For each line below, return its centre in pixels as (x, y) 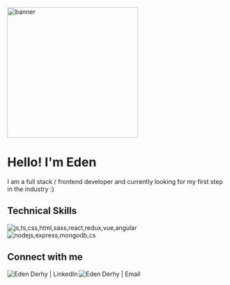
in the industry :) (31, 189)
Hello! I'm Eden (52, 162)
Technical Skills (42, 211)
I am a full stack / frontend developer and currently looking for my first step (115, 181)
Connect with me (45, 257)
